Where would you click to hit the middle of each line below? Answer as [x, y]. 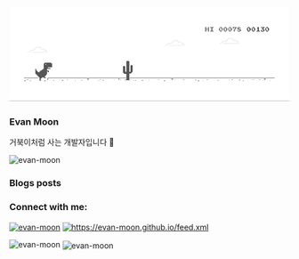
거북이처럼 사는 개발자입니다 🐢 [62, 142]
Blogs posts [36, 183]
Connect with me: [48, 207]
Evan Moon [34, 121]
